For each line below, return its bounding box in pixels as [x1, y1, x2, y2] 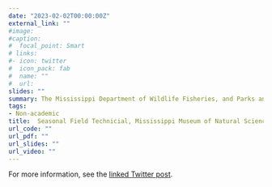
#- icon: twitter [8, 57, 67, 66]
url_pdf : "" [8, 132, 49, 140]
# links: [8, 49, 38, 57]
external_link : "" [8, 19, 70, 28]
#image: [8, 27, 35, 35]
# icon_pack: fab [8, 65, 70, 73]
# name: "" [8, 72, 49, 80]
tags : [8, 102, 27, 110]
